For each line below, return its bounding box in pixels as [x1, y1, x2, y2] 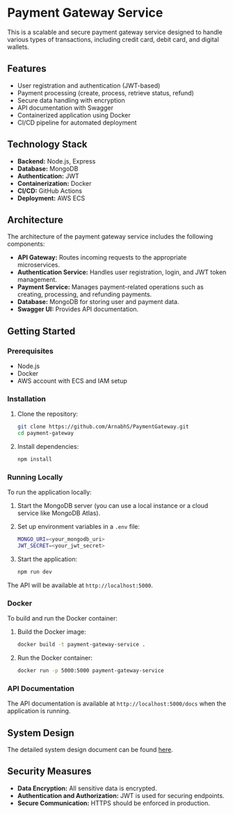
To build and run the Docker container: [7, 614, 118, 623]
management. [17, 276, 58, 284]
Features [7, 63, 47, 74]
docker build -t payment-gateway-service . [17, 641, 146, 648]
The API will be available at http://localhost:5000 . [7, 581, 153, 589]
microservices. [17, 261, 61, 269]
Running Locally [7, 472, 63, 481]
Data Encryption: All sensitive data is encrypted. [17, 784, 157, 792]
